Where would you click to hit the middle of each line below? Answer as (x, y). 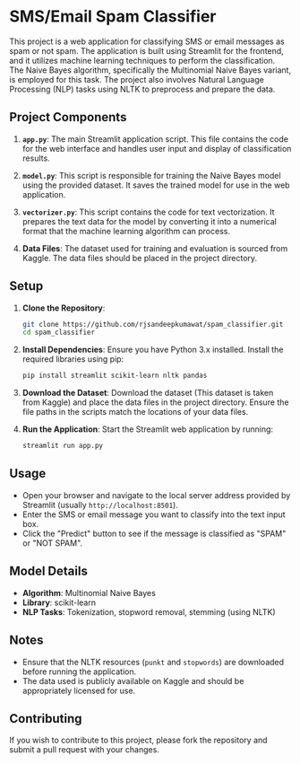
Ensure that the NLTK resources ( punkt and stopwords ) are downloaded (153, 662)
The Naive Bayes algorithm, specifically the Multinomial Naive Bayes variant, (150, 70)
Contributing (46, 719)
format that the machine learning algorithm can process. (126, 231)
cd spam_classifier (59, 333)
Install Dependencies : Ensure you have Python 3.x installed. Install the (153, 350)
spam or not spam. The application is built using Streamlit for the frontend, (146, 50)
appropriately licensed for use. (79, 690)
